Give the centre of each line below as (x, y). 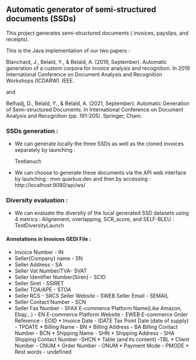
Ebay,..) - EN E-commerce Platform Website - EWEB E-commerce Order (101, 314)
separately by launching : (45, 150)
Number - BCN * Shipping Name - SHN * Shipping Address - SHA (94, 333)
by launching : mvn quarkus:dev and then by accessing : (82, 179)
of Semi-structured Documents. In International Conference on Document (95, 109)
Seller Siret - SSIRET (39, 283)
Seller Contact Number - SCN (50, 302)
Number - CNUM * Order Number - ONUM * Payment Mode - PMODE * (102, 345)
